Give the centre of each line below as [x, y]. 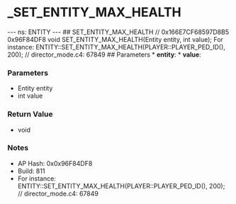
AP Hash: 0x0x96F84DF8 [55, 163]
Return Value [30, 114]
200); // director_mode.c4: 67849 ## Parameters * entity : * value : [105, 55]
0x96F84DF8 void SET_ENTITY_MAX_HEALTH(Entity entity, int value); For [115, 39]
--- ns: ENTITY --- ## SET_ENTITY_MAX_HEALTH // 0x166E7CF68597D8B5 [118, 32]
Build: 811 [31, 171]
